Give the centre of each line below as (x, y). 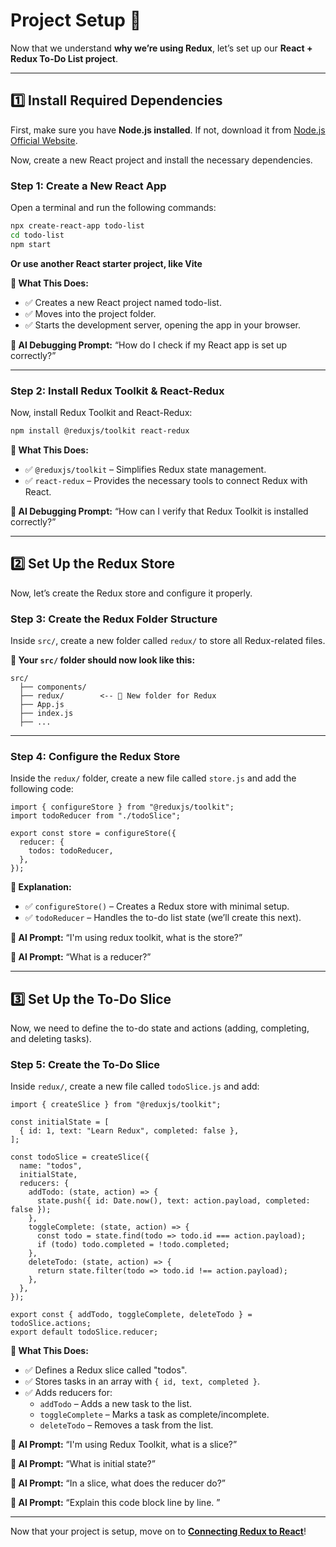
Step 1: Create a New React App (88, 186)
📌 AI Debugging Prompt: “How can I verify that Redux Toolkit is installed (159, 511)
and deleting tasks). (51, 1039)
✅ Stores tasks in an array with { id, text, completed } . (142, 1381)
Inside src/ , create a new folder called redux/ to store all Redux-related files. (168, 640)
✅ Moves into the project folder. (90, 313)
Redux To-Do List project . (64, 58)
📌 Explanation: (41, 887)
